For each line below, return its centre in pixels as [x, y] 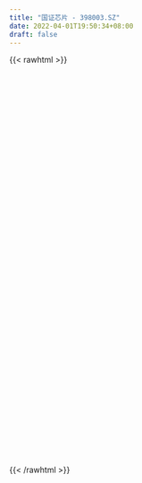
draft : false [33, 34]
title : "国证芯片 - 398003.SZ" [65, 18]
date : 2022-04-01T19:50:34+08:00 [71, 26]
